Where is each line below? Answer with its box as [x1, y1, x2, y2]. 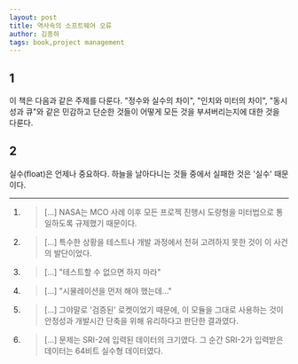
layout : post [9, 12, 58, 22]
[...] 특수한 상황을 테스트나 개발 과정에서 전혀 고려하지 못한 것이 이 [43, 236, 272, 247]
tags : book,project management [9, 37, 125, 47]
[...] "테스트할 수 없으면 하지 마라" [43, 266, 161, 277]
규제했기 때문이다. [74, 218, 137, 228]
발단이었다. [53, 248, 92, 258]
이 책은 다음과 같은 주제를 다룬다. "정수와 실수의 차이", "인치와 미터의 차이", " [9, 95, 274, 107]
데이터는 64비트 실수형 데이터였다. [43, 345, 164, 356]
